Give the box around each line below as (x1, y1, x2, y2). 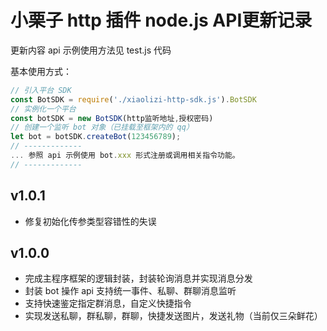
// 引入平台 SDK (10, 85, 72, 95)
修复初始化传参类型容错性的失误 (24, 215, 157, 227)
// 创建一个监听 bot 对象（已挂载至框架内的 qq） (10, 122, 194, 133)
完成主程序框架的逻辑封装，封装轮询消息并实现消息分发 (24, 272, 253, 285)
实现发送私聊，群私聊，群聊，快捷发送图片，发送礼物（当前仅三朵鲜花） (24, 310, 323, 322)
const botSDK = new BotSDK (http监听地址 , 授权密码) (10, 113, 214, 123)
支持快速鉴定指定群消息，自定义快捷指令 (24, 297, 192, 310)
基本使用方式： (10, 65, 72, 77)
